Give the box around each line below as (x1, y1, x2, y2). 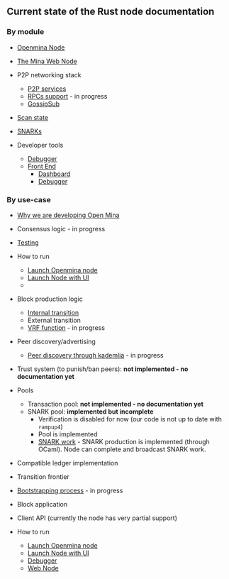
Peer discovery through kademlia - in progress (27, 351, 164, 359)
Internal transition (27, 308, 79, 316)
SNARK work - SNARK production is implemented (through (38, 437, 210, 446)
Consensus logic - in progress (16, 224, 106, 233)
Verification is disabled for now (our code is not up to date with (38, 414, 223, 423)
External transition (27, 316, 81, 324)
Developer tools (16, 140, 64, 149)
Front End (27, 162, 56, 170)
